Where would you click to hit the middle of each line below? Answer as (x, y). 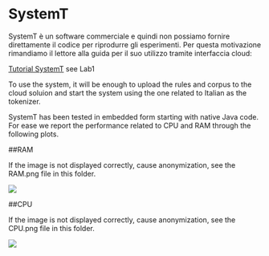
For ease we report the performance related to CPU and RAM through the (130, 125)
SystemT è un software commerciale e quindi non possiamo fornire (119, 36)
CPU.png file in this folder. (51, 228)
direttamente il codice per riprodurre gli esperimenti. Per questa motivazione (135, 44)
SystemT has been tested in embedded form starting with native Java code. (134, 116)
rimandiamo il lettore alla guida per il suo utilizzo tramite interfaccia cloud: (130, 53)
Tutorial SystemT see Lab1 (51, 68)
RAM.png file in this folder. (52, 173)
